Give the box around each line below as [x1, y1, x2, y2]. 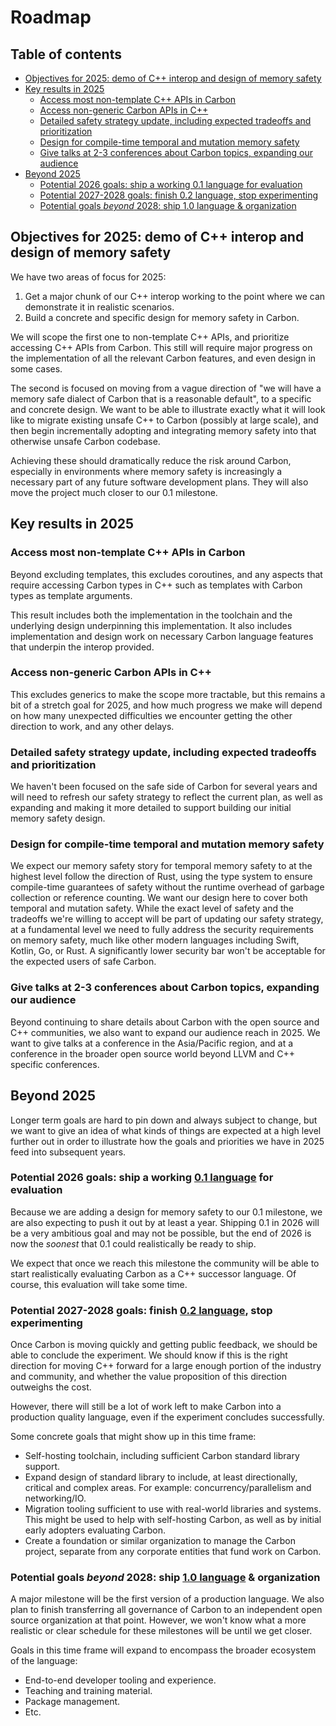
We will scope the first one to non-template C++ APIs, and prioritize [10, 331, 290, 343]
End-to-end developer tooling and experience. [24, 1674, 217, 1686]
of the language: [10, 1655, 78, 1667]
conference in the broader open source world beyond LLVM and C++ [10, 1047, 295, 1060]
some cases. [10, 362, 63, 375]
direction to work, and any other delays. [10, 720, 175, 732]
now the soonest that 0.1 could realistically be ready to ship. [10, 1237, 257, 1250]
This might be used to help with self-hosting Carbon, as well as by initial [24, 1514, 322, 1526]
